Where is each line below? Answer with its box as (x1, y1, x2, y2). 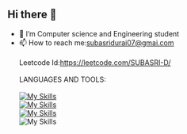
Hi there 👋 (7, 8, 57, 21)
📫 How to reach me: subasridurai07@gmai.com (18, 37, 174, 48)
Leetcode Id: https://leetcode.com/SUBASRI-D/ (18, 57, 171, 67)
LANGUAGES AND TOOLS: (18, 75, 106, 84)
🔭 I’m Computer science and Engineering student (18, 29, 180, 38)
